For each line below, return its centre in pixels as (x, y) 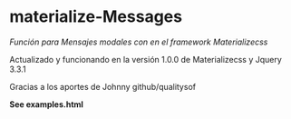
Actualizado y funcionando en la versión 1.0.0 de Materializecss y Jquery (146, 59)
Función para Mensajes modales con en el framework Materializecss (139, 42)
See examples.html (47, 104)
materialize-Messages (96, 17)
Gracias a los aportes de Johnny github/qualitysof (103, 86)
